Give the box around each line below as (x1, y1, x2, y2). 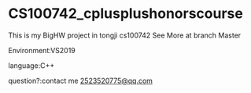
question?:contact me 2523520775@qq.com (8, 76, 153, 85)
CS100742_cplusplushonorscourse (8, 5, 244, 23)
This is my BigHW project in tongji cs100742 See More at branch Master (8, 30, 242, 40)
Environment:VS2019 (8, 45, 76, 55)
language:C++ (8, 60, 55, 70)
